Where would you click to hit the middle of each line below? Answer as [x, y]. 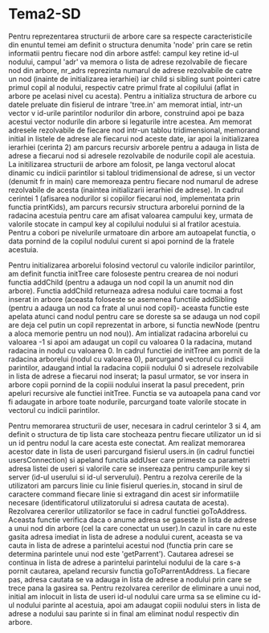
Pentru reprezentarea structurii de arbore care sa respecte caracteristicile [130, 36]
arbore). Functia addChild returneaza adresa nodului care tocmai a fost [126, 291]
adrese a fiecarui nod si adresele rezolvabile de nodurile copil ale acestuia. [132, 155]
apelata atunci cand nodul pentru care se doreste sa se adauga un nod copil [134, 316]
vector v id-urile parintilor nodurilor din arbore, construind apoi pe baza [126, 112]
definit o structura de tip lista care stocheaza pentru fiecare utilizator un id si [135, 434]
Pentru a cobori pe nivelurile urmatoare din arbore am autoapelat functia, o [132, 232]
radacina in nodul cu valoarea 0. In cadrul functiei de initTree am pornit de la [134, 350]
